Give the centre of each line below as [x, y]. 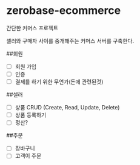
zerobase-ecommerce [64, 11]
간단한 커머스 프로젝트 [32, 28]
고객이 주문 [28, 156]
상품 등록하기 [31, 115]
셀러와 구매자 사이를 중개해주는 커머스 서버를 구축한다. [70, 40]
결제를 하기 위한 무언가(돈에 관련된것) [59, 82]
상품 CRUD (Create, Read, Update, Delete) [67, 108]
